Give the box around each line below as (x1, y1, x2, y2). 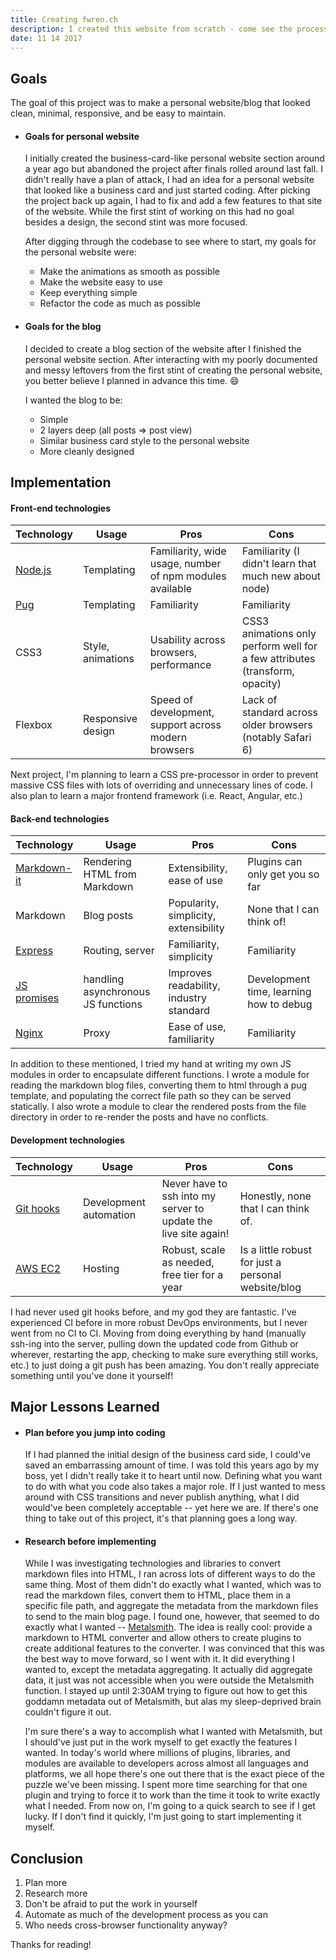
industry (168, 991, 208, 1005)
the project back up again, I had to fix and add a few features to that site (24, 195, 323, 207)
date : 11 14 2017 (10, 33, 83, 43)
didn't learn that (241, 557, 317, 571)
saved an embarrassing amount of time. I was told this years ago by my (24, 1459, 320, 1471)
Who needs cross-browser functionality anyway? (24, 1919, 228, 1931)
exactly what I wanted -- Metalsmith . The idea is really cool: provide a (24, 1621, 313, 1633)
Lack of (241, 693, 278, 707)
